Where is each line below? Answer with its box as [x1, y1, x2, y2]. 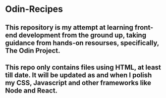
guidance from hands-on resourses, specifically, [5, 39, 160, 47]
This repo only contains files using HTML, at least [5, 63, 161, 71]
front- [134, 23, 154, 32]
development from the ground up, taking [18, 31, 147, 39]
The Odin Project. [5, 46, 60, 55]
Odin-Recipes [5, 3, 63, 15]
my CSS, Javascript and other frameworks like [5, 78, 152, 87]
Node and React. [5, 86, 58, 95]
